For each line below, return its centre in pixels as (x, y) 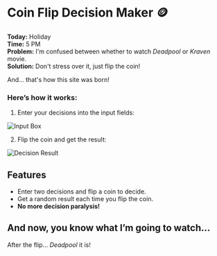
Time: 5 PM (24, 44)
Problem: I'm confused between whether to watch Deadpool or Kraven (109, 51)
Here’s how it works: (42, 97)
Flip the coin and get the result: (62, 139)
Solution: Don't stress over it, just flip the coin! (74, 66)
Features (27, 174)
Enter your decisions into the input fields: (76, 113)
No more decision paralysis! (59, 206)
